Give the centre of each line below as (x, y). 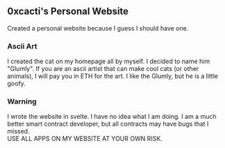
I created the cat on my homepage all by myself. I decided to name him (109, 61)
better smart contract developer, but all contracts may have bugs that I (108, 124)
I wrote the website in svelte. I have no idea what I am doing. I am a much (112, 117)
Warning (22, 101)
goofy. (16, 83)
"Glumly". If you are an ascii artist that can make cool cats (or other (103, 69)
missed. (18, 131)
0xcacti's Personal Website (68, 11)
